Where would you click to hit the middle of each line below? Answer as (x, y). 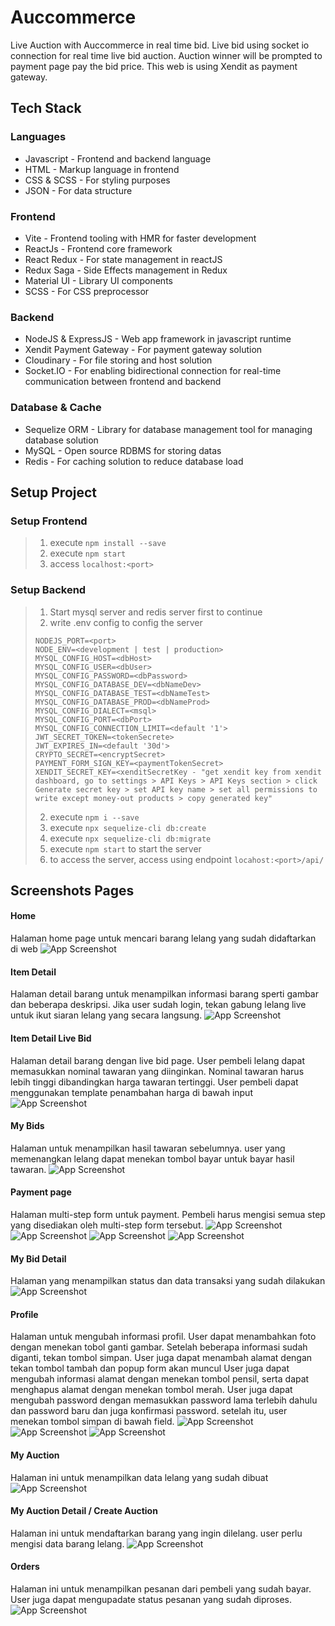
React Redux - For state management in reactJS (123, 259)
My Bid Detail (38, 1258)
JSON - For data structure (78, 190)
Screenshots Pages (72, 890)
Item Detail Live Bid (51, 1038)
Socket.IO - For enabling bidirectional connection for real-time (153, 371)
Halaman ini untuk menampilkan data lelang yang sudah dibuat (139, 1477)
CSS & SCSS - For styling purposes (97, 180)
